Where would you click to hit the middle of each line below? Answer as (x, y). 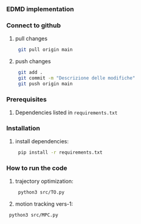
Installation (23, 128)
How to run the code (37, 168)
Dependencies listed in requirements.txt (66, 113)
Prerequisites (26, 99)
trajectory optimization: (44, 182)
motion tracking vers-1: (44, 204)
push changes (33, 61)
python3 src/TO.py (41, 192)
